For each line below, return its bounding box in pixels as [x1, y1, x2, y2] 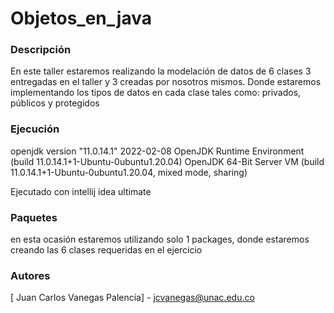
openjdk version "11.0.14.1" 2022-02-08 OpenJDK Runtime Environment [10, 145, 305, 157]
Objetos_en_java [10, 7, 152, 30]
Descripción [10, 43, 72, 57]
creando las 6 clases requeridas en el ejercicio [10, 244, 203, 256]
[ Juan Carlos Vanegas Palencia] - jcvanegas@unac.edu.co [10, 292, 255, 304]
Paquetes [10, 210, 58, 224]
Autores [10, 269, 51, 282]
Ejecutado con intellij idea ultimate [10, 185, 152, 197]
